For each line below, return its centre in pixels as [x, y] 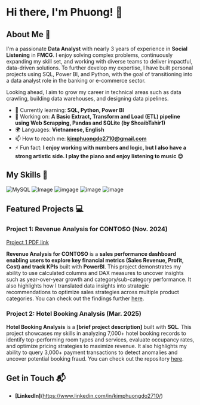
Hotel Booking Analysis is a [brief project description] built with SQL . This [99, 327]
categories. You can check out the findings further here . [75, 298]
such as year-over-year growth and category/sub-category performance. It [99, 279]
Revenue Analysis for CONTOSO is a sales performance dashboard [91, 253]
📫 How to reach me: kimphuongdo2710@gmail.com [81, 138]
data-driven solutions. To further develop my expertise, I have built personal [100, 68]
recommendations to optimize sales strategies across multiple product [93, 292]
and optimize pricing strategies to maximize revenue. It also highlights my [96, 346]
